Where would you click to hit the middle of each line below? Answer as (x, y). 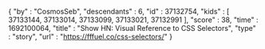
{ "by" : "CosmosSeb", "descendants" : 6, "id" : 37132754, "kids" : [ (119, 11)
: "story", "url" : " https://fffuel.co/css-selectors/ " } (91, 36)
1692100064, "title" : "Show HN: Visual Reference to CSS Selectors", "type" (132, 28)
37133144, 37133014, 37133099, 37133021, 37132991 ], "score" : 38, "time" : (133, 20)
